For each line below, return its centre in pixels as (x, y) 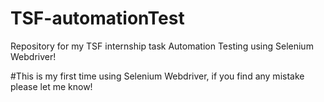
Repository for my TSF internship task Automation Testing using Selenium (162, 46)
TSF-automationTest (97, 18)
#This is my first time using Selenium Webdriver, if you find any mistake (157, 76)
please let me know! (51, 86)
